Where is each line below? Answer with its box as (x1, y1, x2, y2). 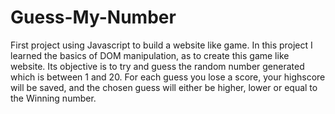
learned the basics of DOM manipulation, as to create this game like (10, 49, 290, 61)
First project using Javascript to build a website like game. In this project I (10, 39, 313, 51)
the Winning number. (10, 92, 97, 104)
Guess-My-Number (10, 6, 177, 29)
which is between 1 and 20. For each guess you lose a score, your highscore (10, 71, 326, 83)
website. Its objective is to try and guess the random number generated (10, 60, 305, 72)
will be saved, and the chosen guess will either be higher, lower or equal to (10, 81, 318, 93)
